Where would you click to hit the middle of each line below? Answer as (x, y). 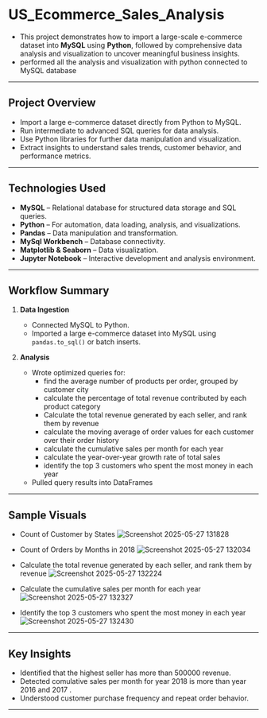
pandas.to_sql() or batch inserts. (86, 342)
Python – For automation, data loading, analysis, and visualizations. (130, 224)
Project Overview (52, 103)
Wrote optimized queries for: (78, 373)
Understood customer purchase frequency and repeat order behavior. (134, 698)
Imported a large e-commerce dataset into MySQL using (124, 334)
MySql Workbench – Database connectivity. (92, 241)
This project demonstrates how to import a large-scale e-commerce (131, 37)
